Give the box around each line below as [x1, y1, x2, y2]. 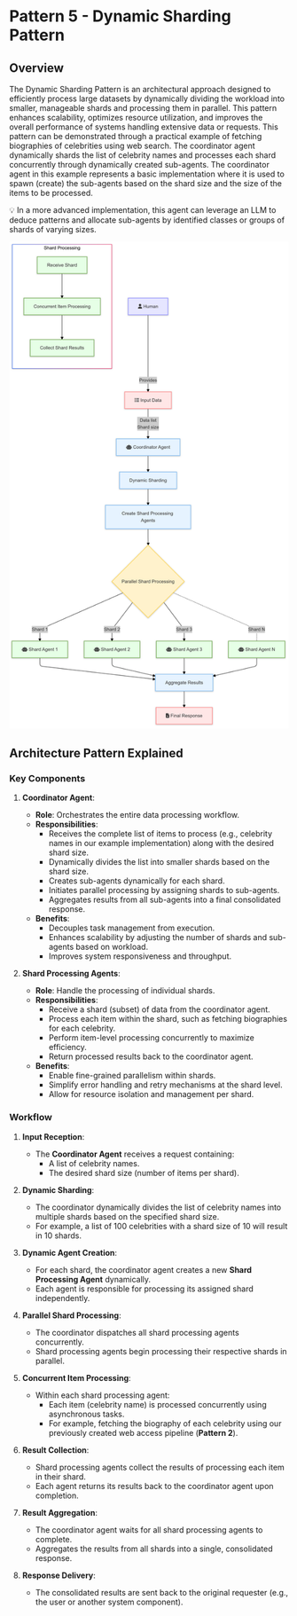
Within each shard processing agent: [35, 1390, 170, 1400]
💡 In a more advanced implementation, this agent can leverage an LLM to [9, 205, 277, 215]
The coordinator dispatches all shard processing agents [35, 1327, 239, 1338]
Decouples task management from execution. [48, 922, 215, 933]
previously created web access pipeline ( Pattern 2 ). [48, 1427, 238, 1438]
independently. [35, 1292, 90, 1303]
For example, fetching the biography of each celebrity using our [48, 1417, 282, 1429]
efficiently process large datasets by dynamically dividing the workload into [9, 93, 285, 104]
